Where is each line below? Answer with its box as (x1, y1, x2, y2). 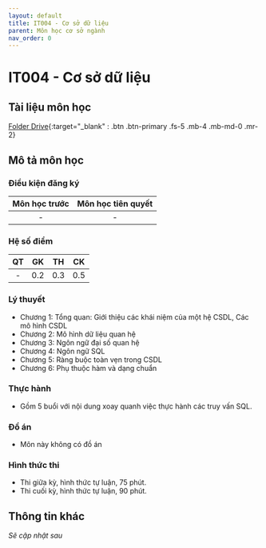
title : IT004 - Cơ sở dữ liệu (8, 19, 109, 27)
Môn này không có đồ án (19, 440, 102, 449)
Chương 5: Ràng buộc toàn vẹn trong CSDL (19, 354, 162, 365)
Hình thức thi (8, 460, 60, 471)
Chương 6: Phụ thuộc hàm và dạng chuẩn (19, 363, 157, 373)
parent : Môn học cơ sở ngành (8, 26, 105, 34)
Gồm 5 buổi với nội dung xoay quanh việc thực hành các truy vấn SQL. (19, 401, 252, 411)
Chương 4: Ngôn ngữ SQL (19, 346, 105, 356)
